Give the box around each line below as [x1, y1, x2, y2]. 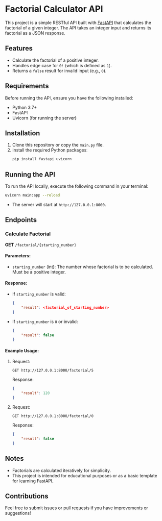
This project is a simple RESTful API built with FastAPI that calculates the [5, 20, 152, 25]
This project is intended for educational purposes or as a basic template [12, 472, 158, 478]
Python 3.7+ [12, 104, 37, 110]
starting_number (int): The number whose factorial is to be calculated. [12, 264, 153, 270]
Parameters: [5, 253, 31, 259]
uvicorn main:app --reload [5, 193, 60, 198]
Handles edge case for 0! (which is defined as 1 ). [12, 62, 112, 68]
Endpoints [5, 216, 37, 224]
